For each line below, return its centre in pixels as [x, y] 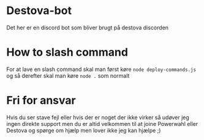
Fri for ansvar [41, 101]
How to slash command [67, 52]
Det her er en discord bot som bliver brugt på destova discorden [88, 28]
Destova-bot [39, 11]
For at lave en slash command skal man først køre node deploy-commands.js [101, 69]
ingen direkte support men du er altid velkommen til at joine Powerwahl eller [102, 123]
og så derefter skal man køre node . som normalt [68, 76]
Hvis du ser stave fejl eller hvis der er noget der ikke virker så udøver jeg [98, 117]
